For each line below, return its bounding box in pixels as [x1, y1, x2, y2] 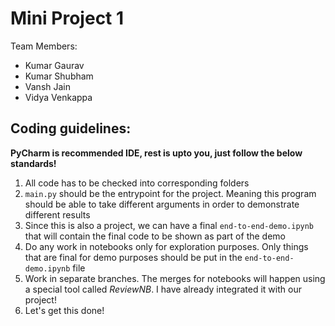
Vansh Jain [24, 80, 71, 92]
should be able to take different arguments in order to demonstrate [24, 198, 300, 210]
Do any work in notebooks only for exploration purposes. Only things [24, 240, 309, 252]
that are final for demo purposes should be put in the [24, 251, 243, 263]
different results [24, 208, 91, 221]
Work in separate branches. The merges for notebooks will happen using [24, 272, 326, 284]
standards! [10, 157, 57, 169]
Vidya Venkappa [24, 91, 93, 103]
